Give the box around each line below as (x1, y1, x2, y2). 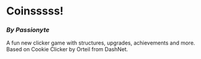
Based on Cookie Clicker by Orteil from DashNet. (6, 46, 128, 53)
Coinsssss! (6, 4, 64, 18)
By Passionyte (6, 26, 50, 34)
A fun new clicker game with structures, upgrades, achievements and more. (6, 39, 196, 46)
